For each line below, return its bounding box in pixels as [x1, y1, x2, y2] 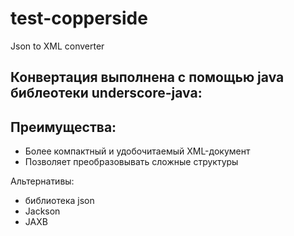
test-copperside [10, 7, 148, 30]
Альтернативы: [10, 175, 75, 187]
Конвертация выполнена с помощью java [10, 69, 285, 86]
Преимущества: [10, 118, 117, 136]
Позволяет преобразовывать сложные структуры [24, 156, 239, 168]
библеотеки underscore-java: [10, 85, 203, 102]
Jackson [24, 205, 61, 217]
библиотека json [24, 195, 95, 207]
